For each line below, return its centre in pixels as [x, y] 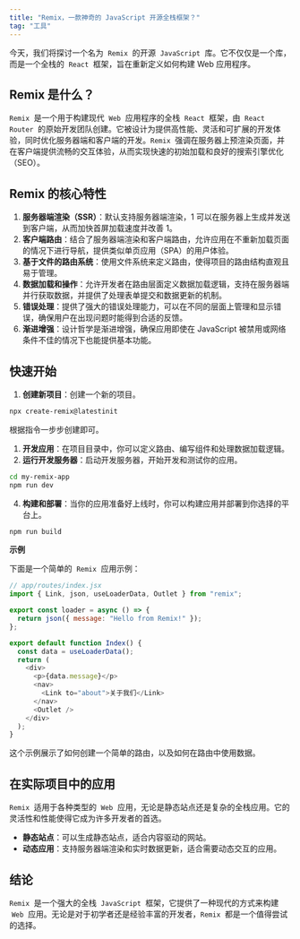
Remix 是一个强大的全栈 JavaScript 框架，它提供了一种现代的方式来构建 [144, 902]
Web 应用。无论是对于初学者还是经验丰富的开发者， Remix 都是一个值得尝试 [150, 914]
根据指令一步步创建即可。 [56, 429]
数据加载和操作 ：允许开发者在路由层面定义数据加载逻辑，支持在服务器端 [155, 284]
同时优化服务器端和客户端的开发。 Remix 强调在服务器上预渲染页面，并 [154, 141]
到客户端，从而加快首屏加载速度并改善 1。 [99, 228]
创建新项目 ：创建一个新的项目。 [81, 394]
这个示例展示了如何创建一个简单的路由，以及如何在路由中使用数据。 [135, 753]
